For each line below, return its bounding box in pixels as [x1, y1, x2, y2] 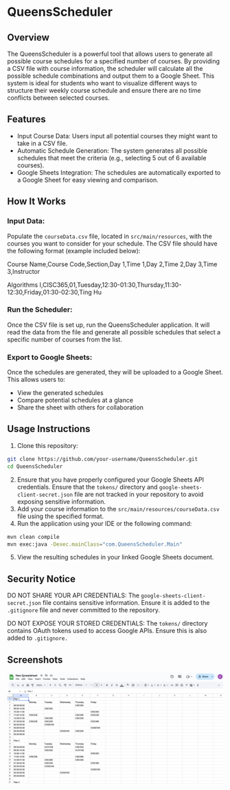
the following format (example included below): [7, 246, 141, 255]
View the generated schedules [16, 389, 104, 397]
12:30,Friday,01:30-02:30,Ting [7, 288, 93, 296]
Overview [7, 32, 50, 43]
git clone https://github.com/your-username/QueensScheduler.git [7, 456, 198, 462]
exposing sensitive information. [16, 497, 106, 506]
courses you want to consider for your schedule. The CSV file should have [7, 239, 218, 248]
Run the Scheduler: [7, 305, 73, 314]
